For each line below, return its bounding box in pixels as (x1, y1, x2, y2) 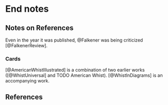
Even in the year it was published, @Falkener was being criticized (5, 37, 143, 43)
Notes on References (5, 24, 74, 32)
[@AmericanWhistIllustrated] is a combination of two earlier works (5, 67, 145, 73)
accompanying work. (5, 78, 50, 84)
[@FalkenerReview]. (5, 43, 47, 49)
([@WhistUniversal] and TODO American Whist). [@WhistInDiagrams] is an (5, 72, 163, 78)
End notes (5, 3, 49, 15)
